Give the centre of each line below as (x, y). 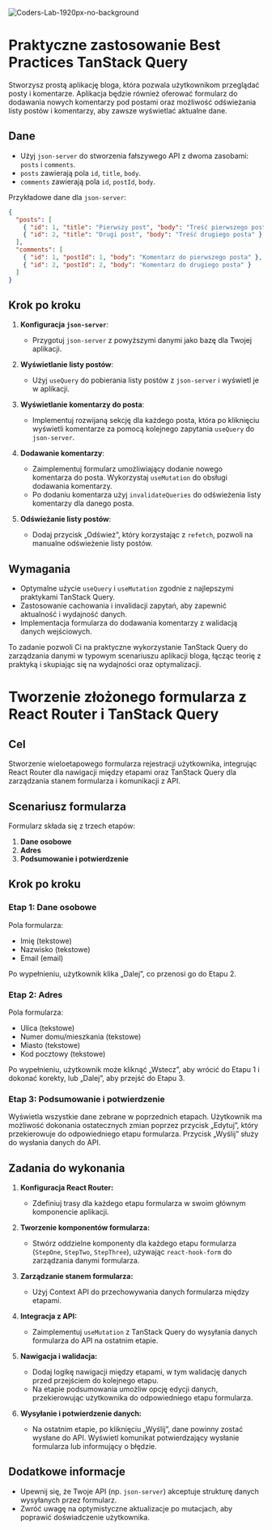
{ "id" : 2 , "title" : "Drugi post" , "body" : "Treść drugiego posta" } (143, 235)
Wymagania (40, 568)
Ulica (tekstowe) (47, 1028)
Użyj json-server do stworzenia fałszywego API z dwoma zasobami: (134, 156)
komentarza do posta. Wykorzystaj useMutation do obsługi (130, 477)
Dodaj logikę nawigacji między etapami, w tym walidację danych (139, 1372)
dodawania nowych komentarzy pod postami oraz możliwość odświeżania (132, 102)
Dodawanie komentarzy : (62, 453)
